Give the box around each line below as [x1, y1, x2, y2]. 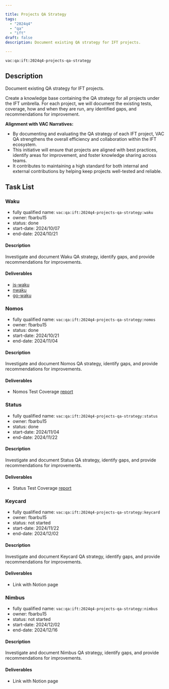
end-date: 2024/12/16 [12, 627, 58, 633]
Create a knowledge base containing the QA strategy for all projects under [5, 95, 160, 101]
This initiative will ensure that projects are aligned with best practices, [12, 147, 158, 153]
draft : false [5, 35, 33, 40]
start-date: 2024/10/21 [12, 332, 60, 338]
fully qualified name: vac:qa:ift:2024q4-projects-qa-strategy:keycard [12, 509, 160, 515]
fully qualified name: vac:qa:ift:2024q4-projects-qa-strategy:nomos [12, 316, 156, 323]
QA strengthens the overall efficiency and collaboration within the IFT [12, 136, 157, 142]
